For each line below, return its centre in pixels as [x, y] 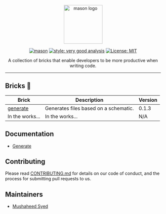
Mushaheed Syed [30, 207]
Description [89, 100]
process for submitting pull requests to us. [48, 179]
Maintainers [24, 194]
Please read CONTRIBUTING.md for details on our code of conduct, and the [82, 173]
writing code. [83, 66]
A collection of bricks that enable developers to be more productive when [83, 60]
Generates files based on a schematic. [90, 108]
